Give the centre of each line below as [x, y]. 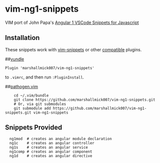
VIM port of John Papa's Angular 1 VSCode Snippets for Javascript [72, 22]
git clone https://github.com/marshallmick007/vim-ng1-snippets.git [85, 100]
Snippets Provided [34, 128]
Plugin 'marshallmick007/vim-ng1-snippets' [50, 68]
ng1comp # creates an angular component [51, 152]
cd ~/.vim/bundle [31, 95]
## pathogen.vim [22, 86]
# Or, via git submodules [40, 104]
